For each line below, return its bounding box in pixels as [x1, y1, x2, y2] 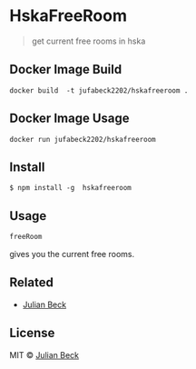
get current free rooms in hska [31, 35, 146, 46]
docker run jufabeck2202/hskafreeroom [9, 135, 156, 144]
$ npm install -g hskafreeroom [9, 184, 132, 193]
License [9, 325, 55, 341]
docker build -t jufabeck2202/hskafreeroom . [9, 85, 189, 95]
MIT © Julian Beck [9, 349, 80, 360]
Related [9, 274, 54, 291]
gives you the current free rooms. [9, 249, 134, 260]
